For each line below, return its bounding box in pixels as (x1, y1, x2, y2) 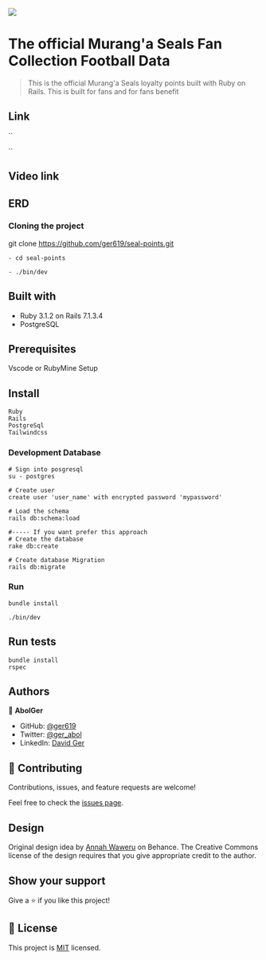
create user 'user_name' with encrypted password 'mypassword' (8, 493, 223, 502)
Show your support (8, 874, 106, 887)
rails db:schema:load (8, 514, 80, 522)
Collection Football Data (8, 52, 170, 70)
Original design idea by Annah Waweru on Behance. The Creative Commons (8, 842, 259, 852)
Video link (8, 170, 60, 183)
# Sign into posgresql (8, 465, 84, 474)
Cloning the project (8, 220, 84, 231)
